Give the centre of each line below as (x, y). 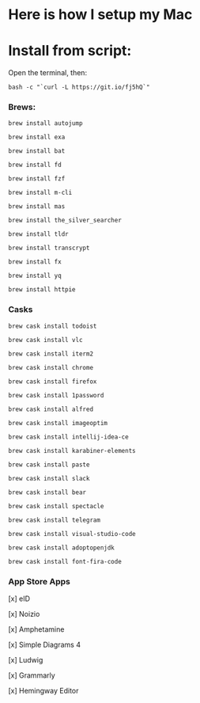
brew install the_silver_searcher (65, 220)
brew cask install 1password (56, 395)
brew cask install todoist (53, 326)
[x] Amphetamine (36, 629)
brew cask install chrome (51, 367)
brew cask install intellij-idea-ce (68, 437)
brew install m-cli (40, 193)
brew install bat (37, 151)
